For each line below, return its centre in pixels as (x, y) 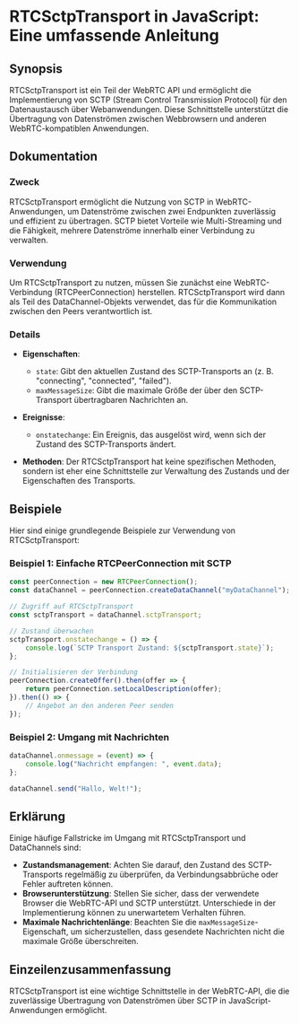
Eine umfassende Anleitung (114, 35)
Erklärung (37, 816)
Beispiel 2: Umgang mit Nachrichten (90, 737)
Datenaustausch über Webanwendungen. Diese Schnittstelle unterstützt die (149, 109)
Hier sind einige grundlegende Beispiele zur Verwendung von (122, 530)
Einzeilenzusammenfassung (90, 970)
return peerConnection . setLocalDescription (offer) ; (124, 689)
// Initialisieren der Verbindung (74, 672)
